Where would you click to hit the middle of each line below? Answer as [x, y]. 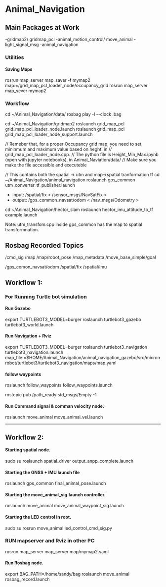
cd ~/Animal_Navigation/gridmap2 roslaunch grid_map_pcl [65, 124]
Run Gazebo [18, 309]
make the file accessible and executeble [46, 165]
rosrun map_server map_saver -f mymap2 [48, 80]
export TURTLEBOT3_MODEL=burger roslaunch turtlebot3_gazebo [73, 319]
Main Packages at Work [42, 27]
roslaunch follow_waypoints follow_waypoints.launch [59, 385]
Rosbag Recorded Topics [44, 245]
